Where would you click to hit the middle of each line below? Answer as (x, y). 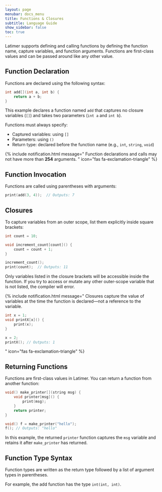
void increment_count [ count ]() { (39, 245)
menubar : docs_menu (25, 14)
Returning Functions (36, 366)
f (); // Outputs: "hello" (31, 428)
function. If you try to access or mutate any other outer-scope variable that (80, 282)
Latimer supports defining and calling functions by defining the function (77, 46)
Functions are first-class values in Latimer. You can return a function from (78, 378)
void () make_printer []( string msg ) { (43, 392)
